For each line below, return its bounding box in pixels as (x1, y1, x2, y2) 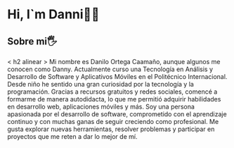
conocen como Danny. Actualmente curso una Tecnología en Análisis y (7, 65, 213, 73)
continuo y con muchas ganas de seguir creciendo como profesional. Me (7, 118, 219, 125)
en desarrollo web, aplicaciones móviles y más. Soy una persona (7, 102, 195, 111)
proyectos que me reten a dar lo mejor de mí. (7, 132, 138, 140)
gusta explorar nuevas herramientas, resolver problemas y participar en (7, 125, 215, 133)
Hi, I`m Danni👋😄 (7, 6, 100, 23)
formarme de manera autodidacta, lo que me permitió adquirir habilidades (7, 95, 221, 103)
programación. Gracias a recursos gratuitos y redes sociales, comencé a (7, 87, 218, 96)
